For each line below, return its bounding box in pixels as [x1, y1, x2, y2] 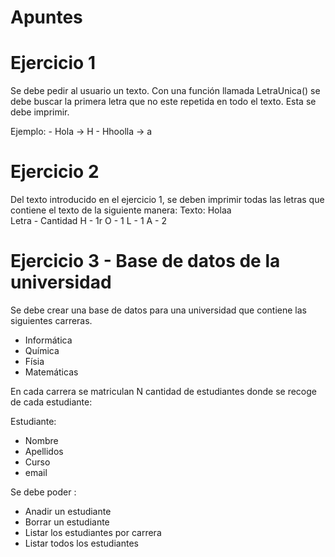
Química [24, 345, 60, 356]
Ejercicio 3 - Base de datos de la [10, 250, 281, 273]
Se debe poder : [10, 486, 77, 498]
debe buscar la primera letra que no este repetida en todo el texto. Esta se [10, 96, 317, 108]
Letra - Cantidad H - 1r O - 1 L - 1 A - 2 [10, 215, 168, 227]
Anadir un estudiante [24, 506, 112, 517]
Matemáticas [24, 366, 79, 378]
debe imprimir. [10, 106, 70, 118]
